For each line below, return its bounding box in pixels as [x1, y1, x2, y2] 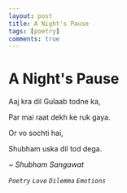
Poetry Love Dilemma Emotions [8, 177, 106, 186]
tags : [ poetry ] [8, 27, 60, 35]
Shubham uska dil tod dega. [8, 144, 103, 154]
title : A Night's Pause [8, 20, 90, 28]
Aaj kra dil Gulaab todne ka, [8, 97, 101, 107]
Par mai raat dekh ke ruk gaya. [8, 112, 112, 122]
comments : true [8, 34, 60, 43]
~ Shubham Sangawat [8, 160, 84, 169]
